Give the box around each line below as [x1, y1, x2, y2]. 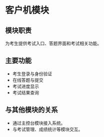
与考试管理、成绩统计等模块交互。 [12, 126, 83, 132]
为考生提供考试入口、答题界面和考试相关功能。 [5, 41, 101, 46]
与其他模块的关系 [5, 106, 58, 114]
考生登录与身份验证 [12, 71, 52, 77]
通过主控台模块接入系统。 [12, 120, 65, 126]
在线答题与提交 [12, 77, 43, 83]
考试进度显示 [12, 83, 39, 89]
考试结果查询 [12, 89, 39, 95]
